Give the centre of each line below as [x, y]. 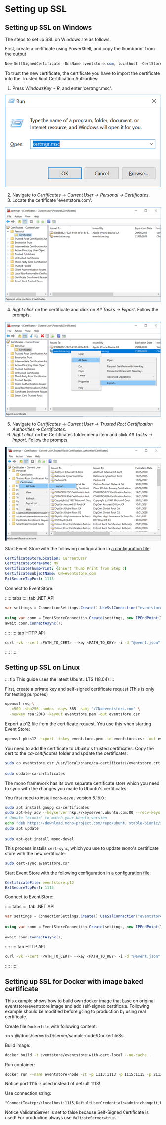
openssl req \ [20, 704]
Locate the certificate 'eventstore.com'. [52, 200]
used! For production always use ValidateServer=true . [61, 1118]
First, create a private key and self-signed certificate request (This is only [80, 689]
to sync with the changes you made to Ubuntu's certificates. [67, 788]
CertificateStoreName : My [32, 563]
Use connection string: [28, 1093]
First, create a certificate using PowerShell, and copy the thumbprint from [80, 49]
